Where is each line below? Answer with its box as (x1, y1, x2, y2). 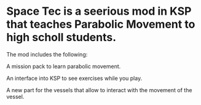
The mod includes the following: (6, 50, 88, 58)
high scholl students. (6, 31, 117, 44)
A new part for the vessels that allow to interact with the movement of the (6, 86, 192, 93)
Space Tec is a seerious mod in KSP (6, 4, 192, 18)
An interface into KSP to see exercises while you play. (6, 74, 143, 82)
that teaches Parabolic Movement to (6, 17, 195, 31)
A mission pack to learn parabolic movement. (6, 63, 121, 70)
